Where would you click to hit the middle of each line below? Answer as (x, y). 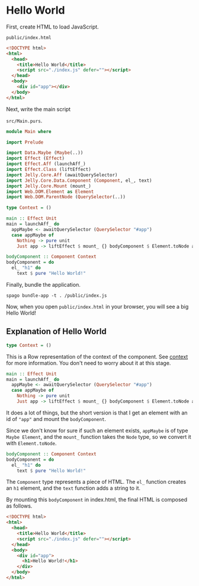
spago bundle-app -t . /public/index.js (57, 295)
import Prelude (25, 142)
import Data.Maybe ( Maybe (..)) (45, 153)
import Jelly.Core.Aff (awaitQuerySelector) (62, 175)
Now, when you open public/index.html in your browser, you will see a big (97, 306)
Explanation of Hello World (56, 332)
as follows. (19, 506)
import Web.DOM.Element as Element (50, 191)
